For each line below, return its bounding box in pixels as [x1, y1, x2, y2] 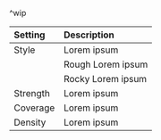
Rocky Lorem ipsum [64, 73, 148, 85]
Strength [13, 87, 51, 99]
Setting [13, 29, 46, 41]
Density [13, 116, 47, 128]
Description [64, 29, 114, 41]
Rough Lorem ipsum [64, 58, 148, 70]
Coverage [13, 102, 55, 114]
